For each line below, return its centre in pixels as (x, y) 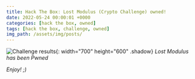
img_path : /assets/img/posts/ (45, 34)
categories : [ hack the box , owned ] (51, 23)
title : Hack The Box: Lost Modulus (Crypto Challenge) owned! (86, 12)
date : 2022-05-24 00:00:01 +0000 (48, 17)
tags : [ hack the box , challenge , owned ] (58, 29)
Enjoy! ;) (17, 69)
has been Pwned (27, 58)
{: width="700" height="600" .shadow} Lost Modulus (122, 51)
